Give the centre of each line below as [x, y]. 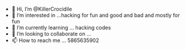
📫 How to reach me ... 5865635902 [55, 40]
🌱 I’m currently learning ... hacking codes [61, 27]
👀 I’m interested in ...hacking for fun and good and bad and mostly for [96, 15]
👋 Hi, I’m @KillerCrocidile [42, 9]
